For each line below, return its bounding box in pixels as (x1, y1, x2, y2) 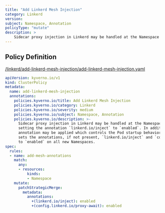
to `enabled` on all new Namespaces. (18, 139, 96, 144)
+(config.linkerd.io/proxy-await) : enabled (31, 204, 122, 209)
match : (14, 158, 27, 163)
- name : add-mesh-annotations (9, 153, 71, 158)
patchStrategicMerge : (18, 185, 63, 190)
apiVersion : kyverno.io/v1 (5, 75, 60, 80)
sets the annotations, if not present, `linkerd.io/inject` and (18, 135, 153, 140)
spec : (5, 144, 16, 149)
